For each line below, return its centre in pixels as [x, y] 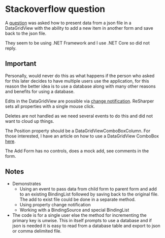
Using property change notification [55, 204]
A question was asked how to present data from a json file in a [68, 23]
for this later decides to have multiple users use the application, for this [77, 81]
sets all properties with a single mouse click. [50, 106]
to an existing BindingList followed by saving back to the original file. [89, 194]
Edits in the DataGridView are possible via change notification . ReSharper [80, 101]
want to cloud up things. [30, 121]
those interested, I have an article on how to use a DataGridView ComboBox [82, 136]
